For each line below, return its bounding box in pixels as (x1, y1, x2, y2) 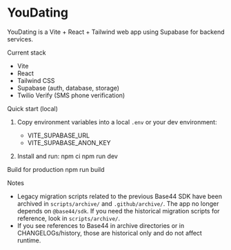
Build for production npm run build (7, 165, 105, 173)
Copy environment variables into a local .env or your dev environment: (17, 117, 217, 126)
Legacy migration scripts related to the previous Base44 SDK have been (17, 192, 223, 200)
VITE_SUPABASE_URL (27, 131, 90, 140)
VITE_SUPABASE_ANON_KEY (27, 138, 112, 146)
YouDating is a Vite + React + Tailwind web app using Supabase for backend (7, 28, 225, 36)
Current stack (7, 48, 46, 57)
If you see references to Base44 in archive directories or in (17, 221, 185, 229)
